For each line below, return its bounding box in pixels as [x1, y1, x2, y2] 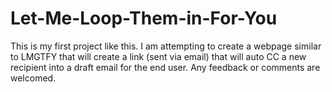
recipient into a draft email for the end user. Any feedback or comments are [10, 61, 321, 73]
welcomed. [10, 72, 57, 84]
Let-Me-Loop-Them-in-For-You [10, 7, 278, 30]
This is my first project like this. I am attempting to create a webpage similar [10, 40, 322, 52]
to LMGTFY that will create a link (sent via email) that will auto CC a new [10, 50, 307, 62]
